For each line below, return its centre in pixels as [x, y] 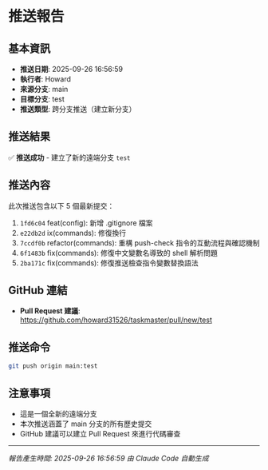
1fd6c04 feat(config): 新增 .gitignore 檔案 [86, 223]
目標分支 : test [42, 99]
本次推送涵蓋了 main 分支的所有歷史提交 [86, 424]
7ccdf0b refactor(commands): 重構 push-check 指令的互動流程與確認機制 [140, 243]
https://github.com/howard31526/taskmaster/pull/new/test [116, 320]
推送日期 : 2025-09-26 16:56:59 [71, 69]
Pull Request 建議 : [50, 311]
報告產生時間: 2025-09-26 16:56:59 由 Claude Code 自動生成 [108, 458]
